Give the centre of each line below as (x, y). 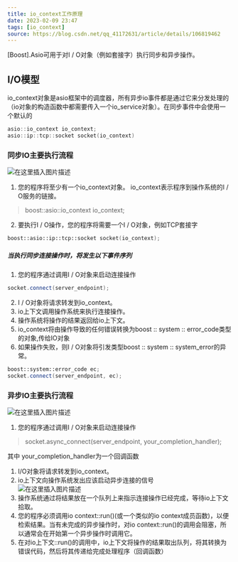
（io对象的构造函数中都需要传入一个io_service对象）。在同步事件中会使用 (114, 107)
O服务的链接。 (39, 196)
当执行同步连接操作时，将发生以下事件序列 (70, 255)
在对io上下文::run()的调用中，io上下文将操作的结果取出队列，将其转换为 (122, 542)
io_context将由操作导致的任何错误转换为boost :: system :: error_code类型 (125, 329)
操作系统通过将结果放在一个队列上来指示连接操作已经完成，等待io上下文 (123, 497)
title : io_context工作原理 (45, 14)
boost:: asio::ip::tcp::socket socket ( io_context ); (84, 239)
